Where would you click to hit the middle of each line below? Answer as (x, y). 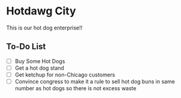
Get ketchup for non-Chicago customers (65, 75)
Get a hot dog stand (40, 68)
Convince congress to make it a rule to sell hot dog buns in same (95, 81)
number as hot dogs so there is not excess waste (76, 88)
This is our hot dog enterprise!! (44, 28)
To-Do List (26, 47)
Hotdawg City (41, 11)
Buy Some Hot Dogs (40, 61)
